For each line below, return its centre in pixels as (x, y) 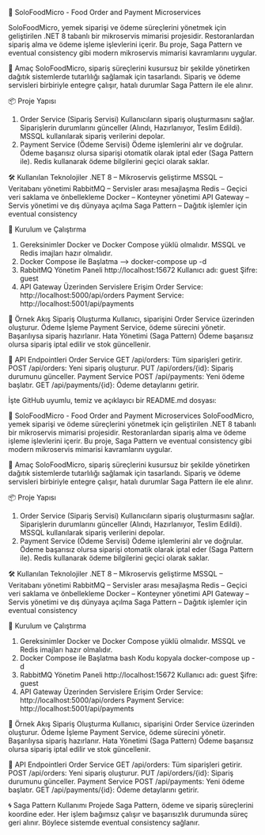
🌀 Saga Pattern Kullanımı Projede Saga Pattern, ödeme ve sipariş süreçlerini (131, 805)
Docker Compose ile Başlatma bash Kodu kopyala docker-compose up (135, 658)
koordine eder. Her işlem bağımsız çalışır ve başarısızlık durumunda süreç (128, 814)
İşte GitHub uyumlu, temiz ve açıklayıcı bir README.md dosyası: (112, 400)
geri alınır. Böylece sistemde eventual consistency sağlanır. (104, 822)
